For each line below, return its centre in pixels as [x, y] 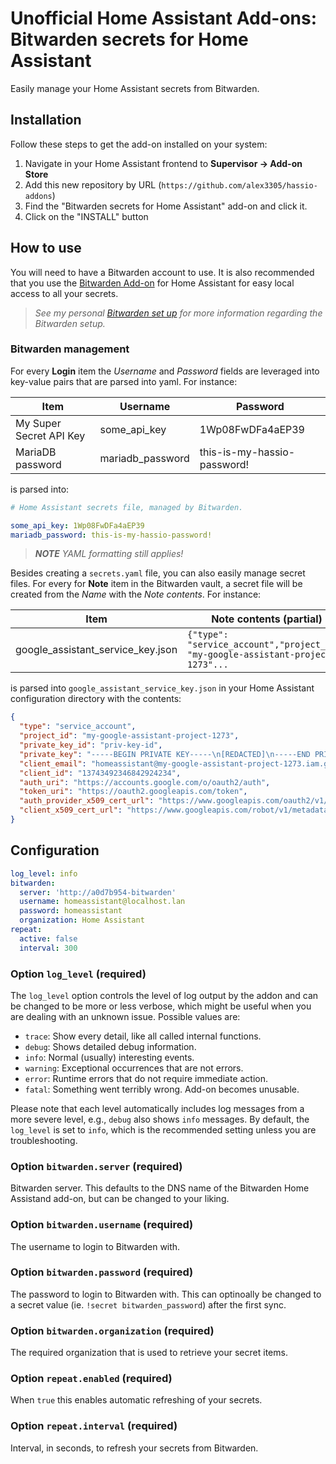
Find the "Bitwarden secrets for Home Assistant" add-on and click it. [166, 206]
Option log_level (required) [78, 974]
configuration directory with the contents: [96, 699]
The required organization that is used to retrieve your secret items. [149, 1353]
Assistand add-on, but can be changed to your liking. [120, 1199]
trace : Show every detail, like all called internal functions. [143, 1036]
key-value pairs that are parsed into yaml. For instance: [124, 381]
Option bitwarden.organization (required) [112, 1330]
